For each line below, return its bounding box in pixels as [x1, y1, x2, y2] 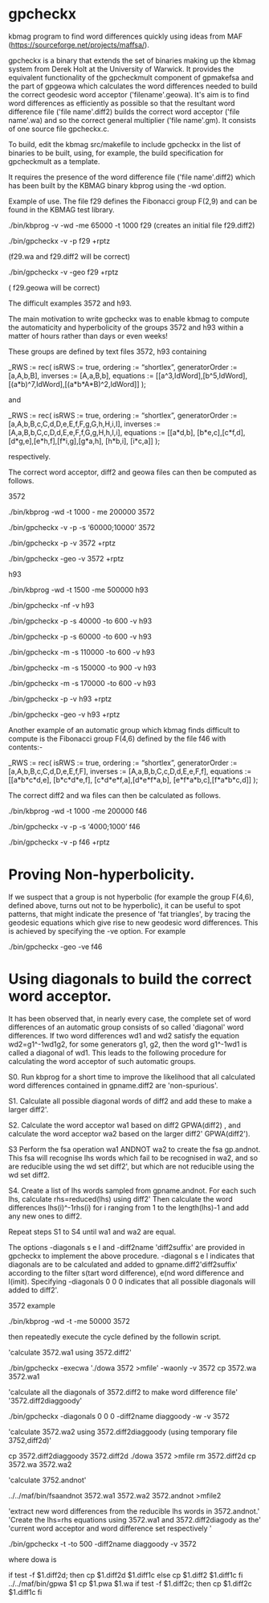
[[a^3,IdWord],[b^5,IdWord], [155, 371, 247, 380]
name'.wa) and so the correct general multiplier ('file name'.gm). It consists [8, 115, 257, 125]
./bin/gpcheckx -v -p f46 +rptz [8, 837, 111, 847]
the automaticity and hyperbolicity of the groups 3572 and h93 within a [8, 323, 244, 332]
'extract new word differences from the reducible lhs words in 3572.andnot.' [8, 1506, 260, 1516]
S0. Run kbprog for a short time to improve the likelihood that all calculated [8, 1071, 255, 1082]
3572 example [8, 1301, 56, 1310]
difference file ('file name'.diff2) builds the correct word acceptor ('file [8, 106, 240, 117]
